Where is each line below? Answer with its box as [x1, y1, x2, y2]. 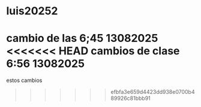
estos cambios [6, 77, 43, 84]
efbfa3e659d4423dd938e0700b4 [110, 88, 195, 96]
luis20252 [6, 4, 58, 18]
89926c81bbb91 [110, 94, 151, 102]
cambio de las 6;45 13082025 [6, 32, 158, 45]
